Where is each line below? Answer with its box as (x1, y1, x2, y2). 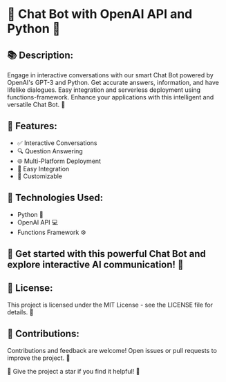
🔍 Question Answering (17, 146, 83, 155)
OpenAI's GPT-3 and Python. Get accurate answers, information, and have (7, 79, 219, 86)
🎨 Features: (7, 120, 57, 132)
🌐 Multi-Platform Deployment (17, 157, 102, 165)
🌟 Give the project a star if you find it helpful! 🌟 (7, 367, 140, 375)
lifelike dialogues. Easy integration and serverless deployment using (7, 86, 201, 94)
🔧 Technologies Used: (7, 192, 104, 204)
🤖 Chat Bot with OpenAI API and (7, 6, 193, 22)
